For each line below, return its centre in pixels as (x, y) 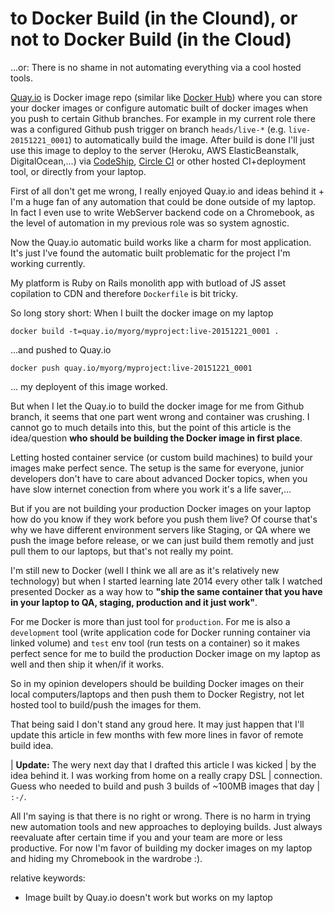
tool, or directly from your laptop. (78, 171)
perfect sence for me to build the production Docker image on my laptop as (165, 653)
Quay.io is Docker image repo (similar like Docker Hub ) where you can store (166, 97)
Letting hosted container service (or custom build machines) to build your (161, 457)
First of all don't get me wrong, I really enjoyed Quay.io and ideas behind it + (167, 191)
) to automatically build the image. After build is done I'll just (191, 139)
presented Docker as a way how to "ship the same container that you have (166, 591)
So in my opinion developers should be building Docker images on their (157, 683)
